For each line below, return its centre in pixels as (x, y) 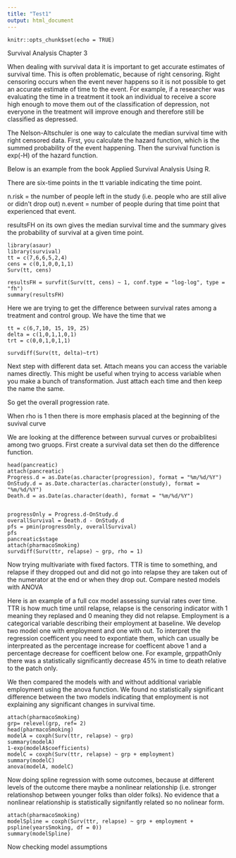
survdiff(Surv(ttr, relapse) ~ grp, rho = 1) (75, 551)
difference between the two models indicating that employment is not (108, 696)
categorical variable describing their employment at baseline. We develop (114, 623)
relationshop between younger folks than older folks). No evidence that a (113, 794)
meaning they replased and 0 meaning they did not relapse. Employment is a (118, 615)
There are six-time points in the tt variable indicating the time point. (105, 182)
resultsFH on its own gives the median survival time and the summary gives (117, 225)
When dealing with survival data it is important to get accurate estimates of (116, 66)
